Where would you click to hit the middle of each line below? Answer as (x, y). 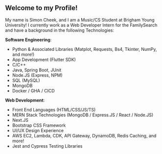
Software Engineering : (28, 40)
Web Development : (25, 100)
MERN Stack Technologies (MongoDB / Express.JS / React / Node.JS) (83, 115)
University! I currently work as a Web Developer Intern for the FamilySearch (81, 25)
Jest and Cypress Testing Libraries (47, 146)
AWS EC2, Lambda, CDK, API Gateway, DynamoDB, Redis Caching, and (84, 135)
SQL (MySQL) (26, 80)
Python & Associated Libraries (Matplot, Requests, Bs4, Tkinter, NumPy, (84, 49)
